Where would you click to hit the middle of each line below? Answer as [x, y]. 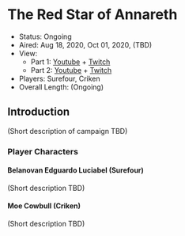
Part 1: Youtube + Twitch [70, 62]
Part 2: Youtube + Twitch [71, 70]
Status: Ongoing [45, 36]
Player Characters [43, 151]
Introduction [39, 112]
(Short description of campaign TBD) [68, 131]
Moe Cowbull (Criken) [44, 206]
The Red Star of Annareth [92, 15]
